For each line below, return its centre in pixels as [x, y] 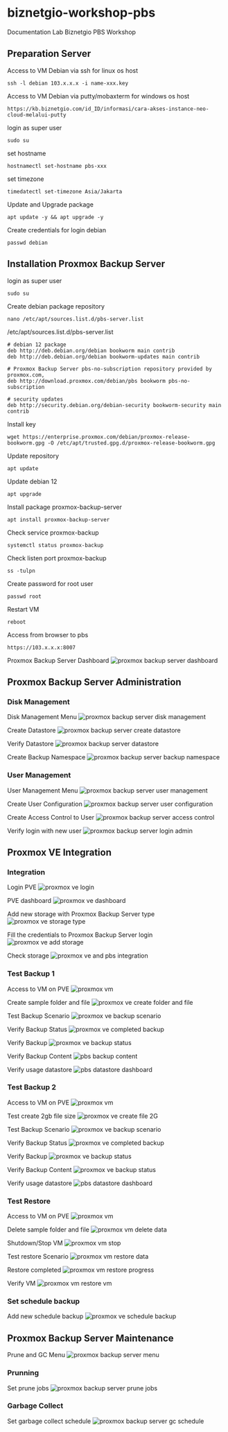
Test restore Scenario [38, 1257]
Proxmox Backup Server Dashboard [58, 660]
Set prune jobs [28, 1388]
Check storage [28, 956]
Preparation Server [49, 54]
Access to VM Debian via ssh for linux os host [73, 70]
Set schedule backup [44, 1302]
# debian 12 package [37, 345]
